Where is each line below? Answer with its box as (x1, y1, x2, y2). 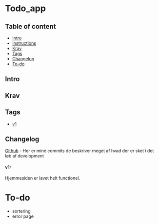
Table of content (5, 22, 56, 31)
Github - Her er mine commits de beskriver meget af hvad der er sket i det (5, 148, 154, 154)
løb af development (5, 153, 44, 159)
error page (12, 213, 34, 219)
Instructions (12, 40, 37, 46)
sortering (12, 208, 31, 214)
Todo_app (5, 3, 46, 14)
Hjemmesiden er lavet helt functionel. (5, 175, 80, 181)
